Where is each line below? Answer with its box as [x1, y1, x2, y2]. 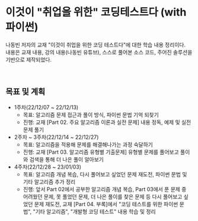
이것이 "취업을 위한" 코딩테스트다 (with [5, 5, 187, 19]
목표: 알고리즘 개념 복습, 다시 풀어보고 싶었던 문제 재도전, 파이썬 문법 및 [23, 170, 187, 178]
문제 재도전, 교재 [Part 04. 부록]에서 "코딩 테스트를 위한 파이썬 [34, 200, 178, 207]
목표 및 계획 [5, 87, 46, 97]
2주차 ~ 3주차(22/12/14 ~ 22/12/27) [14, 133, 99, 141]
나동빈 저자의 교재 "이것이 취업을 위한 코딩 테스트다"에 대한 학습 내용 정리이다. [5, 41, 186, 48]
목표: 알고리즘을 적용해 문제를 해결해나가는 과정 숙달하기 [23, 141, 154, 148]
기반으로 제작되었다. [5, 56, 52, 63]
